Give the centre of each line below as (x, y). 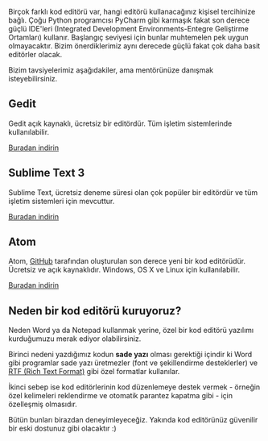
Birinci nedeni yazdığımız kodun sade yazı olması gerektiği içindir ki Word (130, 355)
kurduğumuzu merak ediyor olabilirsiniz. (75, 339)
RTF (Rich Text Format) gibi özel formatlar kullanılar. (94, 372)
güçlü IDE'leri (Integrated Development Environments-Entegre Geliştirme (129, 29)
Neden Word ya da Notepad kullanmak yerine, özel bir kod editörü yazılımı (131, 331)
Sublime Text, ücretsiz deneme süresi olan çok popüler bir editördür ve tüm (133, 192)
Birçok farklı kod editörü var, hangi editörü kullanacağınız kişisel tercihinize (132, 12)
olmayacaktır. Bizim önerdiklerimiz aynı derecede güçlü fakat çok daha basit (134, 46)
